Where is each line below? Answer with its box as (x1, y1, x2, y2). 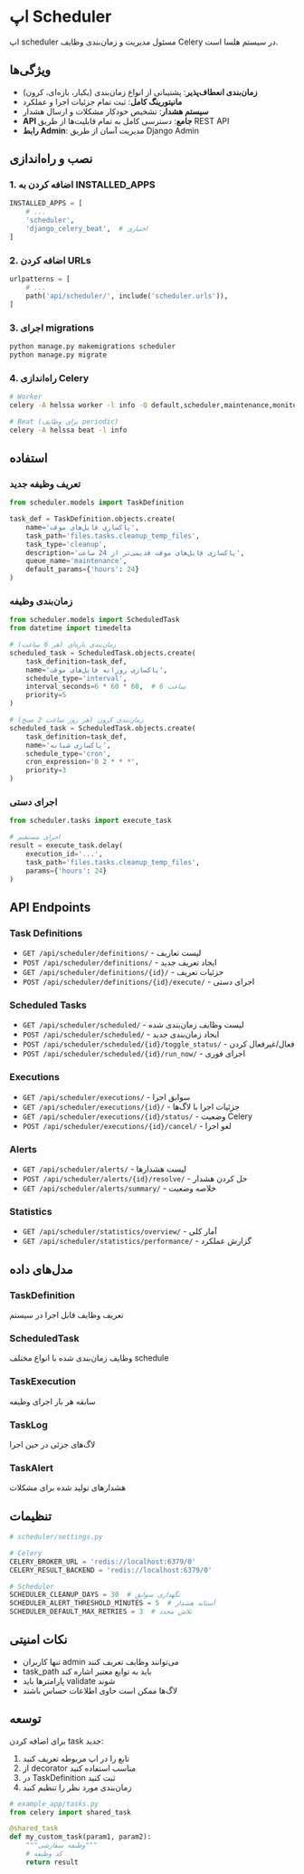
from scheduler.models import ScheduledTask (9, 616, 180, 625)
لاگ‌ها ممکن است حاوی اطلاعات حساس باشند (22, 1685, 178, 1696)
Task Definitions (9, 926, 83, 939)
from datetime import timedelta (9, 624, 131, 633)
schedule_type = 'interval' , (25, 674, 128, 683)
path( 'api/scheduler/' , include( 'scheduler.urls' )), (25, 292, 229, 301)
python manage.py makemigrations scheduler (9, 341, 176, 350)
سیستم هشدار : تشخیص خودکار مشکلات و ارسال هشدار (22, 106, 209, 117)
